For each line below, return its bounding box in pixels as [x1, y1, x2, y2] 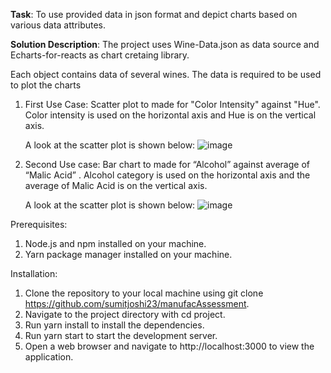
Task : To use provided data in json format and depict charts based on [10, 9, 298, 20]
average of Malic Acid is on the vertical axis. [24, 180, 208, 191]
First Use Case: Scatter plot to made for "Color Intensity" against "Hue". [24, 99, 321, 110]
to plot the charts [10, 79, 82, 91]
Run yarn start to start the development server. [24, 330, 218, 341]
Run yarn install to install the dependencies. [24, 319, 205, 331]
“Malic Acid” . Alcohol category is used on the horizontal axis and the [24, 169, 311, 181]
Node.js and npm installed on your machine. [24, 238, 207, 249]
